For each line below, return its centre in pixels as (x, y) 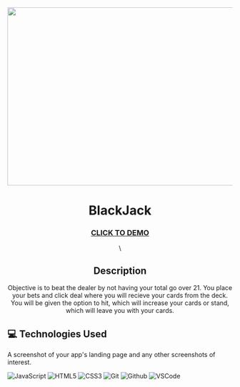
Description (120, 270)
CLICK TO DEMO (120, 233)
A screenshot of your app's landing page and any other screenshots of (111, 355)
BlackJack (120, 211)
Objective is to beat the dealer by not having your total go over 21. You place (120, 288)
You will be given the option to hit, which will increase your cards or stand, (120, 303)
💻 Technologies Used (57, 334)
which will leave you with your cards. (120, 311)
